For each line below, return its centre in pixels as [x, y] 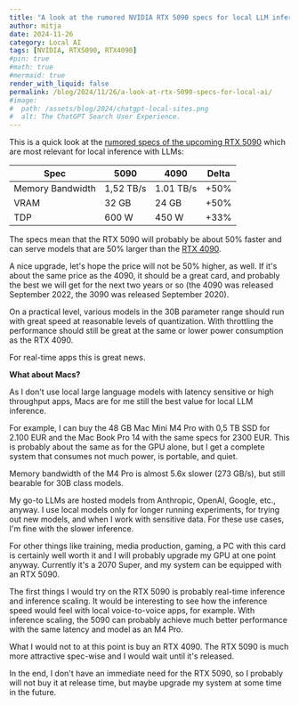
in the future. [33, 693]
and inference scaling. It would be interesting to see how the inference [138, 601]
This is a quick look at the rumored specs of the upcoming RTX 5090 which [148, 142]
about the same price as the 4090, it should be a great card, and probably [145, 276]
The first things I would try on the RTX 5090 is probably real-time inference [147, 592]
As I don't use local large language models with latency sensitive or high [141, 392]
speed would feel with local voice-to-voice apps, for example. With [132, 611]
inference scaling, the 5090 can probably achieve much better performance [148, 620]
